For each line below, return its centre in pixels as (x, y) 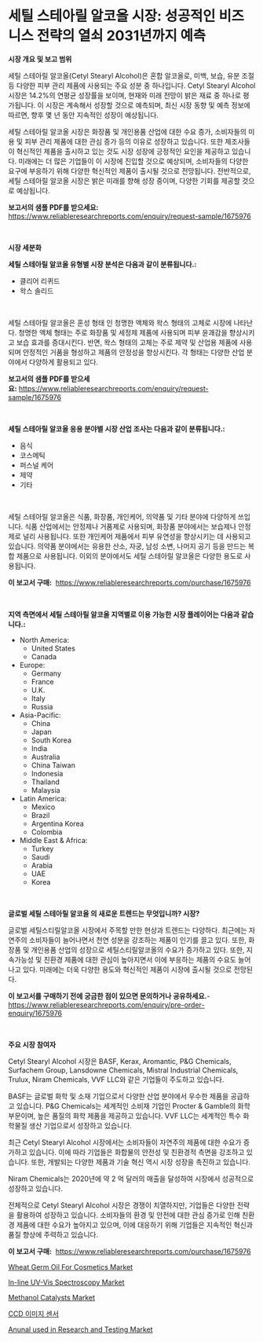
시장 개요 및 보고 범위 (40, 59)
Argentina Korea (57, 823)
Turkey (42, 849)
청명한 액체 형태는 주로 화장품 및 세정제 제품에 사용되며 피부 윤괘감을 (123, 332)
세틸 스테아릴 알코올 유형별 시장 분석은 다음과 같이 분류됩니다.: (102, 264)
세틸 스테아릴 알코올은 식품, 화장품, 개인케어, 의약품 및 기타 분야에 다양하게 (122, 516)
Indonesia (47, 773)
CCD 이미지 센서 (33, 1314)
